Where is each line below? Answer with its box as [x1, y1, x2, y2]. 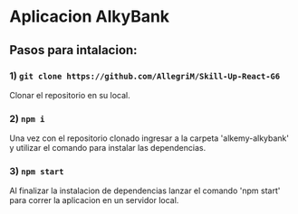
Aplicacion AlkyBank [9, 6, 170, 27]
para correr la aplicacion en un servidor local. [9, 195, 179, 206]
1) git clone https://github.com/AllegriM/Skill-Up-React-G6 [9, 70, 281, 82]
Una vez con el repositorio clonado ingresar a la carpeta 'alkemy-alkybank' [9, 133, 290, 144]
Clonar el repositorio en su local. [9, 89, 130, 100]
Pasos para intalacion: [9, 42, 138, 58]
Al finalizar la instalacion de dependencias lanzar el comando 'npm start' [9, 185, 281, 196]
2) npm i [9, 112, 45, 125]
